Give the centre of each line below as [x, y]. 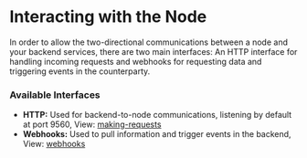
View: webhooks [54, 144]
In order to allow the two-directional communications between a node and [148, 42]
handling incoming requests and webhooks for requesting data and [136, 61]
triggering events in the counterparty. [80, 71]
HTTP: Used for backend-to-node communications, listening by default [157, 115]
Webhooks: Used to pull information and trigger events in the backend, [157, 134]
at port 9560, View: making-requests [92, 124]
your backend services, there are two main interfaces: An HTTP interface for [153, 51]
